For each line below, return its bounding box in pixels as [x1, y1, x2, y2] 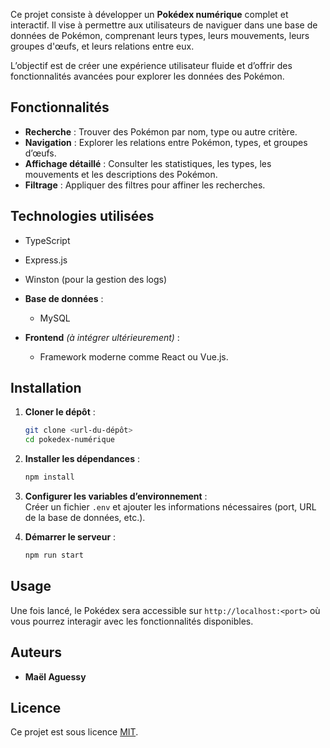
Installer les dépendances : [24, 453, 140, 465]
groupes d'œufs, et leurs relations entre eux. [10, 40, 195, 52]
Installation [10, 380, 82, 397]
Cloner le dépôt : [24, 406, 96, 418]
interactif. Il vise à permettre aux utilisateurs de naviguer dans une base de [10, 19, 318, 31]
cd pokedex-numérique [24, 435, 115, 445]
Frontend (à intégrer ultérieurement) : [24, 331, 180, 343]
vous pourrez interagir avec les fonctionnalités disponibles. [10, 615, 254, 627]
